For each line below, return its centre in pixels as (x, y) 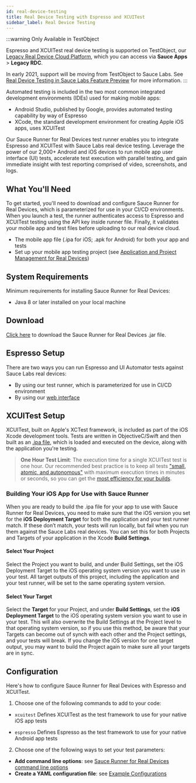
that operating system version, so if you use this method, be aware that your (98, 628)
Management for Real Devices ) (52, 258)
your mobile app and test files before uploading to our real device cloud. (93, 228)
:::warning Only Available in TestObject (53, 39)
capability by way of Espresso (51, 116)
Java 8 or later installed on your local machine (70, 302)
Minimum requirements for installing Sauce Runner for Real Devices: (88, 291)
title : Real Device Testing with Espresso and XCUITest (75, 17)
